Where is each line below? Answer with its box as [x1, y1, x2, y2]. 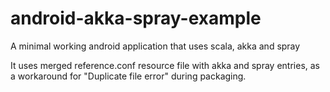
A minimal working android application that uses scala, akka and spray [10, 40, 301, 52]
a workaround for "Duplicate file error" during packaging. [10, 70, 247, 82]
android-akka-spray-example [10, 7, 262, 30]
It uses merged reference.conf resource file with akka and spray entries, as [10, 59, 320, 71]
